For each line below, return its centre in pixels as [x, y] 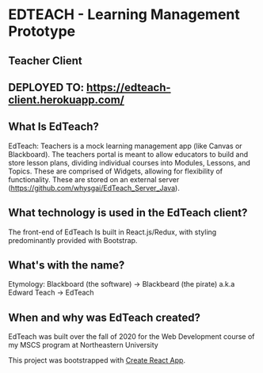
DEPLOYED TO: [46, 88]
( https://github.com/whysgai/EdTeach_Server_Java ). [94, 188]
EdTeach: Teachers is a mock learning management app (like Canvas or [126, 146]
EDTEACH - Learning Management [124, 15]
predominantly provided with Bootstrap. [73, 240]
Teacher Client [45, 61]
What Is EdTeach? [53, 127]
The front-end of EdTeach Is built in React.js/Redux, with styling [112, 232]
